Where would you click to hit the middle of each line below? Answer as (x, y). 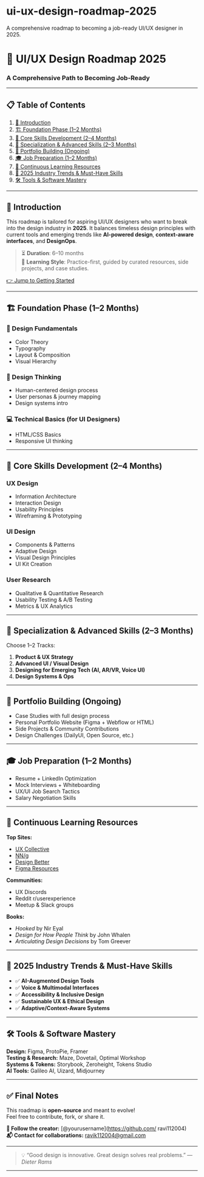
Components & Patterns (45, 545)
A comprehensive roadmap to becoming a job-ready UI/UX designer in (95, 28)
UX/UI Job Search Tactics (47, 791)
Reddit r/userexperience (45, 898)
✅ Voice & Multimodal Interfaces (57, 988)
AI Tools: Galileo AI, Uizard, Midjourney (56, 1071)
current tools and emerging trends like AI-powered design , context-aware (100, 234)
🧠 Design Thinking (34, 377)
